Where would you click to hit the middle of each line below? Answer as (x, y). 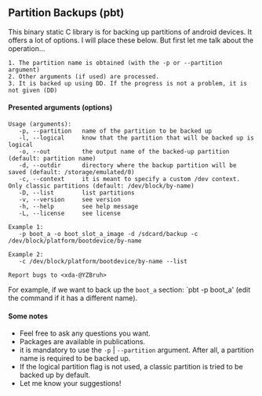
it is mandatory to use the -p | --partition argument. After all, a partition (136, 350)
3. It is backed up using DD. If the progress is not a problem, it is (127, 83)
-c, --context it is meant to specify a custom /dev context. (129, 180)
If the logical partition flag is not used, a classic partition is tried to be (131, 367)
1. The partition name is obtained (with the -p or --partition (115, 63)
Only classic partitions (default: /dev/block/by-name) (101, 186)
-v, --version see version (70, 200)
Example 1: (26, 227)
